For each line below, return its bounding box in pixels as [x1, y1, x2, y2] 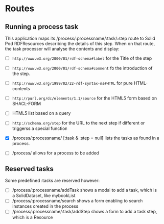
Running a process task [5, 23, 78, 31]
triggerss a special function [12, 125, 68, 131]
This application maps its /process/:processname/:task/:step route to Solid [5, 35, 156, 41]
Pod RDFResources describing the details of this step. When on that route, [5, 41, 155, 47]
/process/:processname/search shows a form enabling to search [12, 198, 143, 204]
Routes [5, 3, 34, 14]
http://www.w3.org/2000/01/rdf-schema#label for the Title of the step [12, 55, 152, 61]
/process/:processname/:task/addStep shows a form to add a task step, [12, 209, 158, 215]
